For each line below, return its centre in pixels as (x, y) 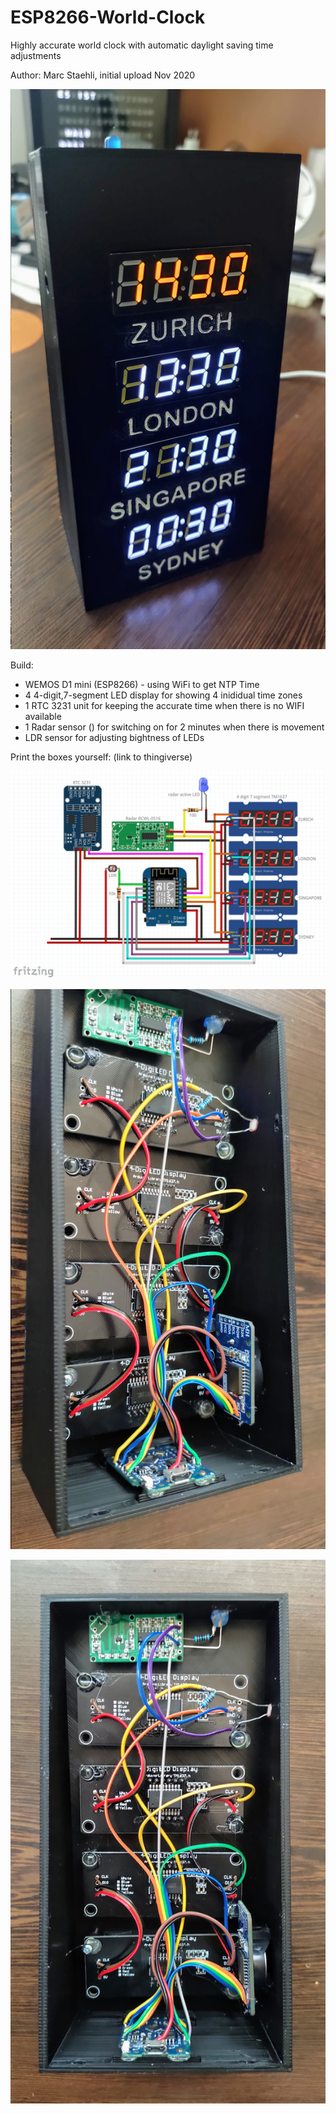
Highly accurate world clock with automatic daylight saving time (142, 45)
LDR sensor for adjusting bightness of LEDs (114, 737)
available (43, 716)
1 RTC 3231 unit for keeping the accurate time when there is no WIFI (164, 705)
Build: (22, 665)
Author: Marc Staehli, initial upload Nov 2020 (103, 75)
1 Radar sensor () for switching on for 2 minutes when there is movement (174, 727)
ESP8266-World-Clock (108, 17)
